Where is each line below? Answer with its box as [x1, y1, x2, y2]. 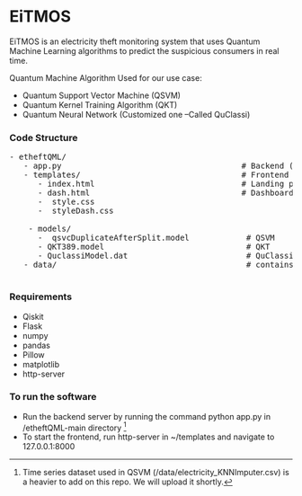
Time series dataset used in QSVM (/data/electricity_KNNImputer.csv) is [22, 467, 289, 478]
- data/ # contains [23, 260, 294, 270]
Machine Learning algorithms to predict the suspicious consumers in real [9, 45, 280, 56]
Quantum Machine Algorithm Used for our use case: [9, 72, 202, 83]
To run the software [9, 391, 97, 403]
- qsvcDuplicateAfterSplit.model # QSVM [37, 233, 276, 244]
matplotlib [22, 359, 60, 369]
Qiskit [22, 311, 44, 322]
